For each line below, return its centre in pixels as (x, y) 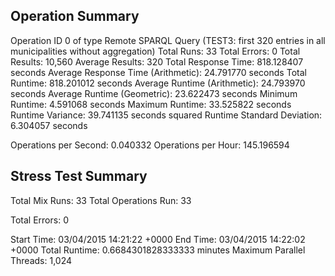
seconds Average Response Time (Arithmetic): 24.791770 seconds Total (158, 72)
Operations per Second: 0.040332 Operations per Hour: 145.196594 (150, 145)
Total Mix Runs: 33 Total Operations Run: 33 (101, 200)
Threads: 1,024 (41, 260)
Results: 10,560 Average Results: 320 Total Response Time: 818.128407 (157, 61)
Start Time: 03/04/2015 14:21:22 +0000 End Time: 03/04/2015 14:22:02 (158, 239)
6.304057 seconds (49, 125)
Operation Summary (75, 16)
